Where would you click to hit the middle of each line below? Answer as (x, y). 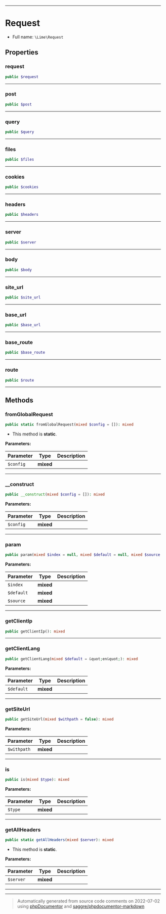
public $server (21, 242)
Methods (19, 400)
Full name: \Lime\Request (38, 37)
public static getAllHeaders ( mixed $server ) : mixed (59, 840)
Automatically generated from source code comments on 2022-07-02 (88, 901)
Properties (22, 52)
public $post (19, 104)
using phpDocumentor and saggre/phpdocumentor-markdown (81, 907)
